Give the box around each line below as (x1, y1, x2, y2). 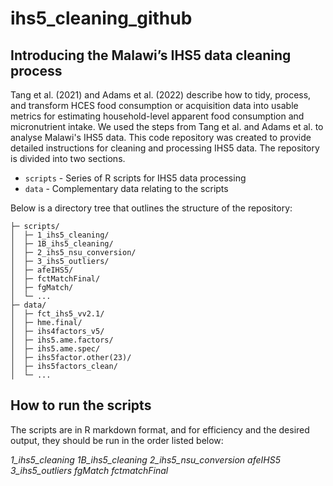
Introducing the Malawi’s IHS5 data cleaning (10, 47, 292, 64)
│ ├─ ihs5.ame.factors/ (10, 335, 114, 345)
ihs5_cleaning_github (10, 7, 193, 30)
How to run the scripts (10, 397, 152, 414)
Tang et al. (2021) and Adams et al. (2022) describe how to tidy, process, (10, 89, 312, 101)
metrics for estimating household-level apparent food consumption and (10, 110, 305, 122)
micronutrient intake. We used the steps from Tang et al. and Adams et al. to (10, 121, 324, 132)
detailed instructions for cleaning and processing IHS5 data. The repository (10, 142, 320, 154)
